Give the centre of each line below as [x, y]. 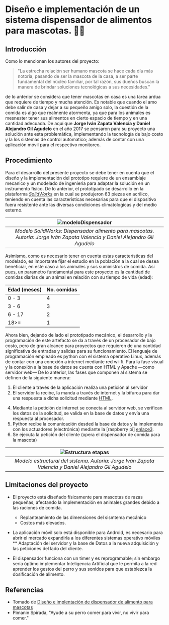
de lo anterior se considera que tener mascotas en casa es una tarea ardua [83, 97]
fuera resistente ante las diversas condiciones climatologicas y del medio [81, 204]
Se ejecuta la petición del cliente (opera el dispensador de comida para [86, 434]
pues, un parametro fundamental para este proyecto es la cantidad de [78, 272]
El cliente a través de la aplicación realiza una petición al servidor [80, 387]
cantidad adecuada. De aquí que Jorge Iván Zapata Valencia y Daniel [78, 123]
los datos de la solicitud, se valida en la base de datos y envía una [81, 413]
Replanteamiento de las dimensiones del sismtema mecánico [83, 517]
